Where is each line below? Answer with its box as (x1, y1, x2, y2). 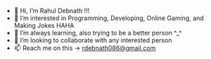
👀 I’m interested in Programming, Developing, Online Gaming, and (13, 14, 204, 22)
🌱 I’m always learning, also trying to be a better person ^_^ (13, 28, 182, 37)
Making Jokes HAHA (13, 22, 75, 29)
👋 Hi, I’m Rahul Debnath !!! (13, 7, 90, 15)
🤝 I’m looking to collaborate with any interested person (13, 36, 172, 44)
